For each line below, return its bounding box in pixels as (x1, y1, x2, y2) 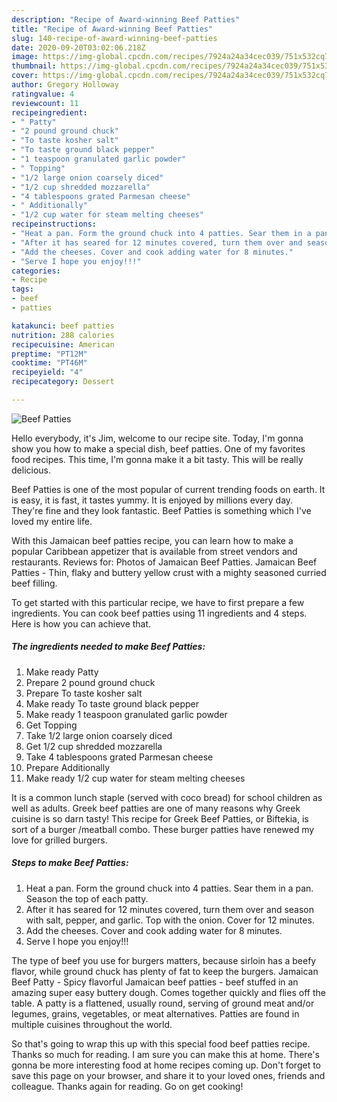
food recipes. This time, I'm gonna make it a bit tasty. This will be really (11, 453, 304, 465)
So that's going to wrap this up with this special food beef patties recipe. (11, 1037, 311, 1050)
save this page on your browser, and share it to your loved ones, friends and (11, 1069, 326, 1081)
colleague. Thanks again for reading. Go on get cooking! (11, 1080, 244, 1092)
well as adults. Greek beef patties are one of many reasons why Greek (11, 802, 301, 814)
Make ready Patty (25, 666, 99, 678)
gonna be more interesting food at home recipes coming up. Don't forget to (11, 1059, 322, 1071)
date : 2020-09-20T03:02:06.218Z (11, 42, 146, 53)
